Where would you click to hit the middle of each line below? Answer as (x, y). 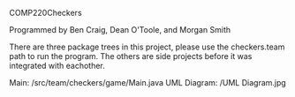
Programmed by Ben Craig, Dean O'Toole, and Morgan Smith (120, 30)
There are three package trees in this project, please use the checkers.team (147, 47)
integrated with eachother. (57, 66)
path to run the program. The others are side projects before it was (131, 56)
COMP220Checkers (45, 13)
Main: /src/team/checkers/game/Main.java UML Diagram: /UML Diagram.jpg (148, 82)
